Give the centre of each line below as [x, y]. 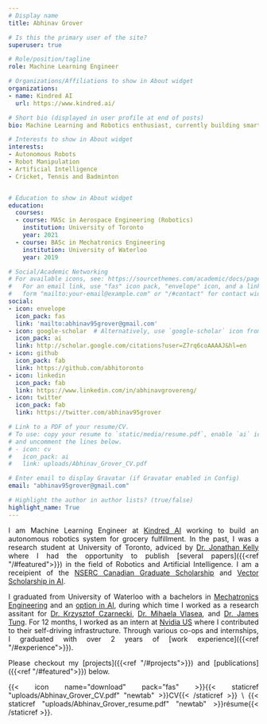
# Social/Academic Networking [58, 272]
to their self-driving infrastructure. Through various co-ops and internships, [133, 630]
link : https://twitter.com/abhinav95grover [88, 413]
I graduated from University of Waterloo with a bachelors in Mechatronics [133, 596]
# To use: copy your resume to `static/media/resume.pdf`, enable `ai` [129, 434]
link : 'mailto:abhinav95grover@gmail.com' [87, 324]
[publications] [236, 663]
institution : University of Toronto [83, 228]
